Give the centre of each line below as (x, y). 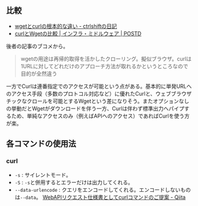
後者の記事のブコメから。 (37, 46)
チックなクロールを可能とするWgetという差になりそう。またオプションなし (98, 101)
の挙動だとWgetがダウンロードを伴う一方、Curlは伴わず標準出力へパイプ (95, 108)
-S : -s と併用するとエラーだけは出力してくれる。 (74, 182)
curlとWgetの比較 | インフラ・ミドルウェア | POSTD (78, 33)
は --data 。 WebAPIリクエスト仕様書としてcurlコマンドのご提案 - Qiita (100, 197)
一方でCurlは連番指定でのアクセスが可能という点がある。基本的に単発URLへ (99, 86)
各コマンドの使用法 (41, 144)
